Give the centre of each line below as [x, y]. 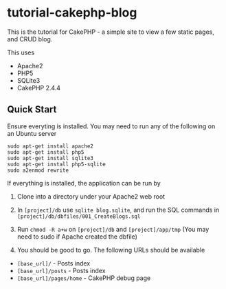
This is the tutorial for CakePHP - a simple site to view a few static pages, [111, 32]
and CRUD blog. [30, 39]
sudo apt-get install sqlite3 [50, 158]
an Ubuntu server [32, 133]
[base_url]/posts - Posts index [61, 270]
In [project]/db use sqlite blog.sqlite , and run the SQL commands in [118, 210]
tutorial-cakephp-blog [72, 13]
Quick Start [32, 109]
